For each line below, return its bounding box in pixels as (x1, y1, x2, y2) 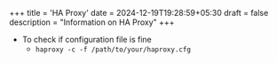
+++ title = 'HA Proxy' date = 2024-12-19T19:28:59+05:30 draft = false (9, 8, 269, 18)
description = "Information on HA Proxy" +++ (9, 17, 175, 28)
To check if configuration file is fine (21, 35, 153, 44)
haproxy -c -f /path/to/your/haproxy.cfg (35, 45, 191, 54)
